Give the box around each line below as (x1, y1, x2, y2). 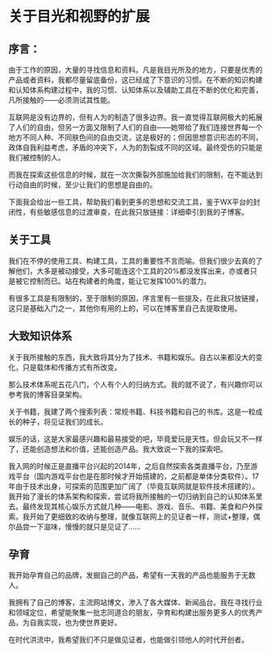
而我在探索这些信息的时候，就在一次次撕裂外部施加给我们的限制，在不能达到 (8, 170, 263, 179)
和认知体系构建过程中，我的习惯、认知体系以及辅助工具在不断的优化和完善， (8, 86, 263, 94)
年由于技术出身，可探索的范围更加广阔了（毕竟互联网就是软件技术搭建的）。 (8, 481, 260, 491)
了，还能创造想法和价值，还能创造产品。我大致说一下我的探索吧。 (8, 444, 227, 453)
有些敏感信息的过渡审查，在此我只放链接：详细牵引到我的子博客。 (29, 207, 248, 216)
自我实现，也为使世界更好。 (29, 618, 122, 628)
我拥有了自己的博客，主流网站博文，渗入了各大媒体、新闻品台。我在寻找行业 (8, 598, 263, 608)
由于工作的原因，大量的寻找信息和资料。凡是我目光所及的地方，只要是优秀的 (8, 65, 263, 74)
